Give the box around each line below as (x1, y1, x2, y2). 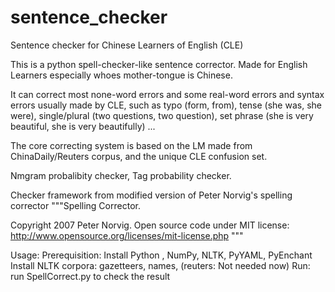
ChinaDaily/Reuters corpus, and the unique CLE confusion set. (10, 150, 268, 162)
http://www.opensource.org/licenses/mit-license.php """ (10, 229, 244, 241)
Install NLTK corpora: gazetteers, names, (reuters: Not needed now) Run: (10, 259, 311, 271)
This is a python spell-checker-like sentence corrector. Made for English (10, 58, 308, 70)
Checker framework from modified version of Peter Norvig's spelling (10, 189, 293, 201)
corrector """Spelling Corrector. (10, 199, 141, 211)
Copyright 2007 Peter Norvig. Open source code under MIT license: (10, 219, 290, 231)
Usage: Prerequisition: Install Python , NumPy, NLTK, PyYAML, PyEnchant (10, 249, 313, 261)
